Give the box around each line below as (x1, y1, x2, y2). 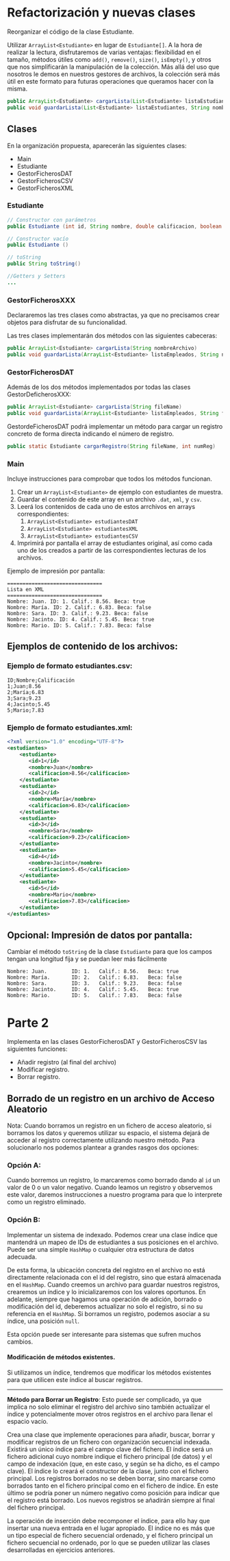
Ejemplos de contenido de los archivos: (7, 641, 178, 652)
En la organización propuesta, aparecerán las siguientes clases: (7, 141, 187, 150)
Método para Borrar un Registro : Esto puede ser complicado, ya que (7, 1395, 202, 1403)
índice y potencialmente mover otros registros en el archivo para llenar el (7, 1409, 214, 1418)
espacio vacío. (7, 1417, 49, 1425)
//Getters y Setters (7, 273, 66, 280)
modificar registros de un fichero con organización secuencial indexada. (7, 1438, 212, 1446)
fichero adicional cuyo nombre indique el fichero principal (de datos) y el (7, 1452, 212, 1460)
